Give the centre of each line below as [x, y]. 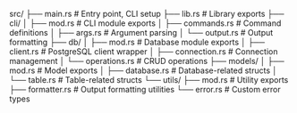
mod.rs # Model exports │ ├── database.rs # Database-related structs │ [144, 70]
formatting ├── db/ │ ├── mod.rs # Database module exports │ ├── [137, 42]
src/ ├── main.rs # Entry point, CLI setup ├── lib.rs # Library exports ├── [147, 14]
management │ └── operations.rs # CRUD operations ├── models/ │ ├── [147, 61]
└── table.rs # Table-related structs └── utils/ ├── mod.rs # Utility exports [149, 80]
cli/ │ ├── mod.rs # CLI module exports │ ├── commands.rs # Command [145, 23]
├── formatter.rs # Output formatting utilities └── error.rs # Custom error [145, 89]
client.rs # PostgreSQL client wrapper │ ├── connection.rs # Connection [144, 52]
